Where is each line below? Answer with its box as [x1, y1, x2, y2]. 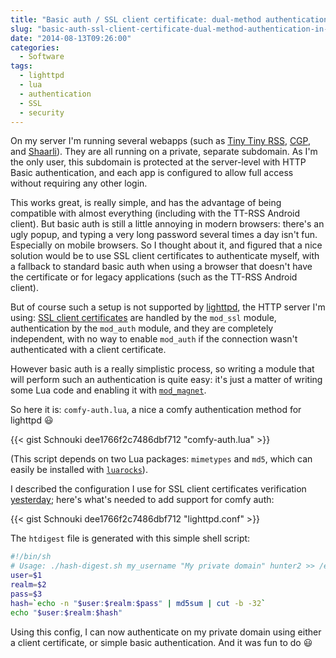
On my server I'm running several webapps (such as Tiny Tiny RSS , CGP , [10, 135, 311, 147]
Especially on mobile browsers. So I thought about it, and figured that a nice [10, 239, 323, 251]
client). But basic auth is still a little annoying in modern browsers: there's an [10, 218, 325, 230]
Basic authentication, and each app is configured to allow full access [10, 167, 294, 179]
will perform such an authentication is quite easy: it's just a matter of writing [10, 374, 323, 386]
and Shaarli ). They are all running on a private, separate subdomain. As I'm [10, 146, 318, 158]
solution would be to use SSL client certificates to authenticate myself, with [10, 250, 320, 262]
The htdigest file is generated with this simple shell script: [10, 532, 251, 545]
